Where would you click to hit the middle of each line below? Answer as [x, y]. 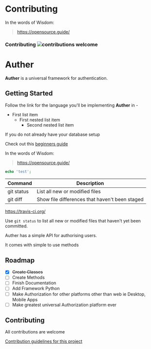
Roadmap [20, 260]
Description [90, 184]
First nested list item [40, 120]
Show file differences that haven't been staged [90, 200]
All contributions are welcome [35, 332]
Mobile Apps [25, 299]
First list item [25, 114]
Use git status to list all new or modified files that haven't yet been [73, 221]
